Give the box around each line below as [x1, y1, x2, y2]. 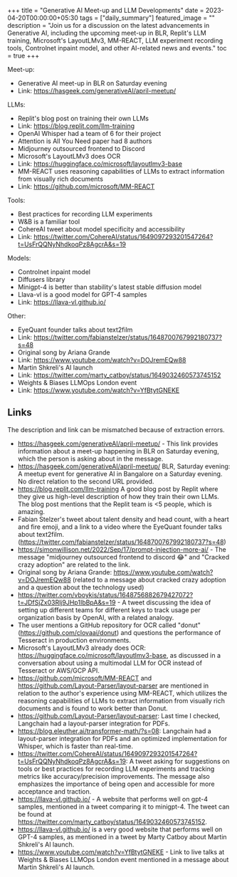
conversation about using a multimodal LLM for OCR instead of [17, 658, 203, 667]
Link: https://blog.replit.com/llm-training [17, 122, 135, 130]
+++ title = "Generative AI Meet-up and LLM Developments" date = [7, 6, 204, 14]
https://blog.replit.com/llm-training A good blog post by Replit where [17, 484, 218, 493]
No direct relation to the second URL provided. [17, 477, 154, 485]
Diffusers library [17, 275, 65, 283]
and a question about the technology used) [17, 583, 144, 592]
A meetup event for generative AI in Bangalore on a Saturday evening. [17, 469, 223, 478]
